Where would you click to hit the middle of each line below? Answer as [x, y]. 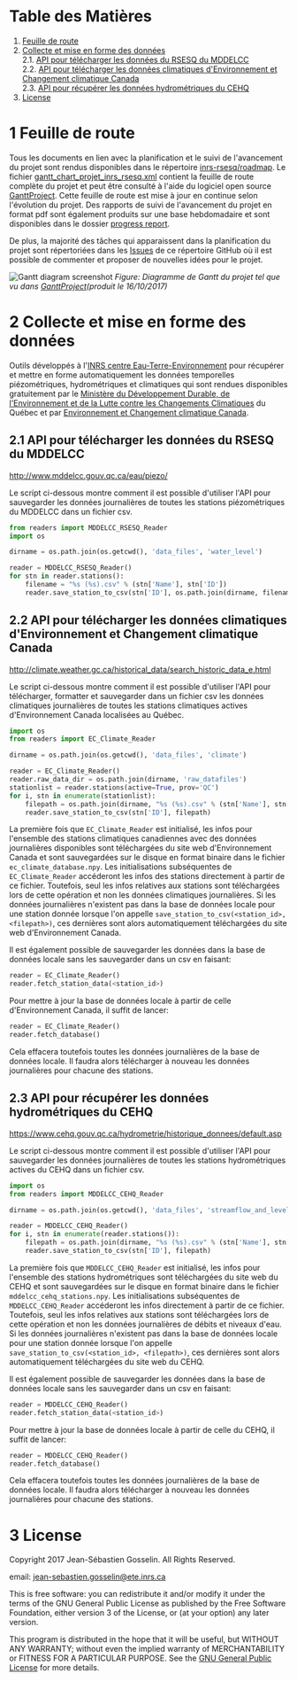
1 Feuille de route [72, 133]
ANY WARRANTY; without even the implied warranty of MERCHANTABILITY [147, 1649]
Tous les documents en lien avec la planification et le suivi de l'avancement [146, 158]
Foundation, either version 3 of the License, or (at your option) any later [139, 1613]
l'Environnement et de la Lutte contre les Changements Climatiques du [137, 403]
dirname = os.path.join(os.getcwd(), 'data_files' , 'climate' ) [128, 755]
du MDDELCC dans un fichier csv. [71, 511]
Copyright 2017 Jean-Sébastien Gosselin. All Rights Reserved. [122, 1560]
